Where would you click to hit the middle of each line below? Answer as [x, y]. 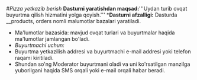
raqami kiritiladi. [34, 58]
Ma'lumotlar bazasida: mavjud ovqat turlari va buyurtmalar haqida [95, 33]
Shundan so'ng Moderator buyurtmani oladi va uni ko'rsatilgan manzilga [102, 64]
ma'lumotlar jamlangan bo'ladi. [52, 39]
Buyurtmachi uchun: [40, 45]
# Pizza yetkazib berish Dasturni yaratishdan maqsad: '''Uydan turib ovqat [97, 9]
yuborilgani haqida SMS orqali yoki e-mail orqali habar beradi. [90, 70]
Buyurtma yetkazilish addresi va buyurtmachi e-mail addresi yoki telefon [103, 52]
